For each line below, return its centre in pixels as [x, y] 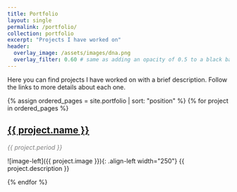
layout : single [30, 20]
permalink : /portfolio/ [42, 27]
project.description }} [38, 168]
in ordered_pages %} [38, 108]
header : [19, 46]
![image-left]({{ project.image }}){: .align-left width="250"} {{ [96, 161]
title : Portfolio [33, 14]
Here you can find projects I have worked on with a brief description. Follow [117, 79]
